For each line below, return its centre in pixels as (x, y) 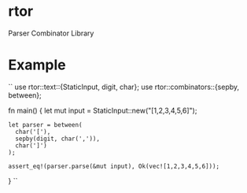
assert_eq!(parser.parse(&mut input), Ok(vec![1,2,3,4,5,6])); (114, 166)
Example (37, 65)
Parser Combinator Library (51, 33)
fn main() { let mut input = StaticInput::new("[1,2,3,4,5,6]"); (103, 110)
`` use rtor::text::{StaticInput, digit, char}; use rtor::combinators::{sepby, (124, 87)
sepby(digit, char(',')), (58, 139)
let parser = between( (45, 124)
